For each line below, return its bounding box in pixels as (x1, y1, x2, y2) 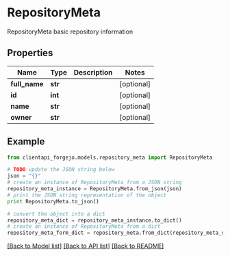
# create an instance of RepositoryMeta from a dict (7, 223, 161, 230)
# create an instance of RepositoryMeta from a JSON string (7, 179, 183, 186)
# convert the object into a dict (7, 210, 106, 217)
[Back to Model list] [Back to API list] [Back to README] (7, 242, 164, 251)
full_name (10, 79, 44, 88)
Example (7, 136, 45, 148)
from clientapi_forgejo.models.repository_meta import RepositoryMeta (7, 154, 213, 161)
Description (73, 67, 113, 77)
